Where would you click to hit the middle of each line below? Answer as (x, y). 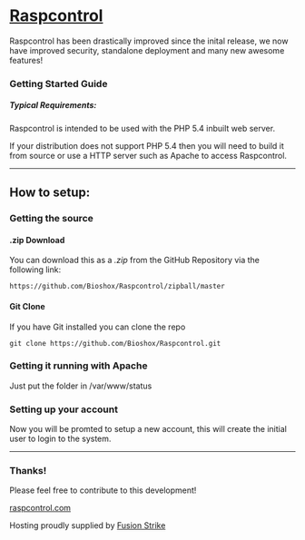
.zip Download (37, 240)
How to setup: (50, 193)
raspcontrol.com (40, 508)
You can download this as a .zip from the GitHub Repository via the (135, 260)
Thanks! (28, 471)
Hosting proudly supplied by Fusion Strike (88, 525)
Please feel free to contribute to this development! (103, 490)
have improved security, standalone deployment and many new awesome (147, 50)
